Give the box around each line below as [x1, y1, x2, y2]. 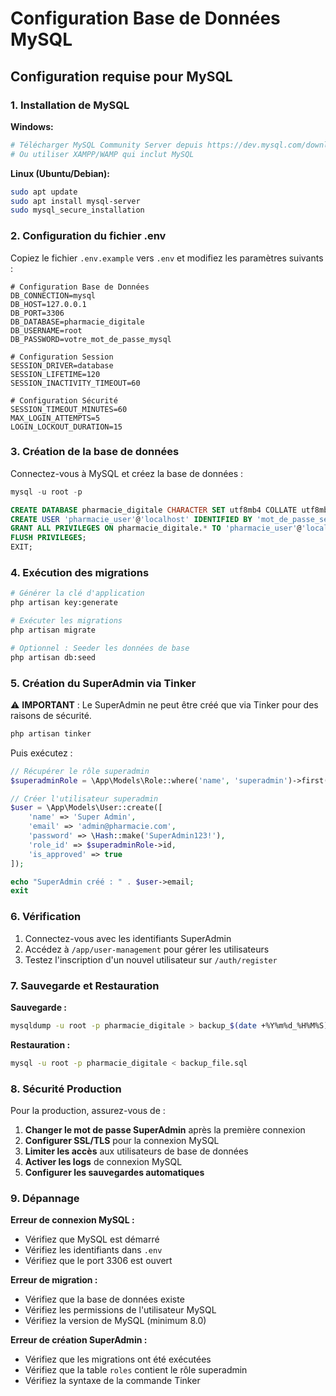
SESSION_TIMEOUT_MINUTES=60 [10, 404, 128, 414]
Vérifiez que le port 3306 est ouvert [24, 1255, 173, 1267]
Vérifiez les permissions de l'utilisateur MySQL [24, 1304, 217, 1316]
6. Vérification [10, 910, 82, 924]
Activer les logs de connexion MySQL [24, 1155, 183, 1167]
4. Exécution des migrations [10, 566, 150, 580]
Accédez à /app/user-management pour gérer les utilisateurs [24, 943, 270, 955]
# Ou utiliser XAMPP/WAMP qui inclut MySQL [10, 149, 195, 159]
